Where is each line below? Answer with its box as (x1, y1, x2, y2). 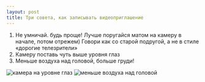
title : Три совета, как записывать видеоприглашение (6, 15, 144, 21)
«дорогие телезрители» (15, 44, 78, 52)
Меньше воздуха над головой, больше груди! (15, 57, 135, 64)
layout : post (6, 9, 40, 15)
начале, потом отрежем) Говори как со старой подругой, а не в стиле (15, 38, 199, 45)
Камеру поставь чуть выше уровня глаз (15, 50, 121, 58)
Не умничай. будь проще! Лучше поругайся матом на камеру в (15, 31, 182, 38)
